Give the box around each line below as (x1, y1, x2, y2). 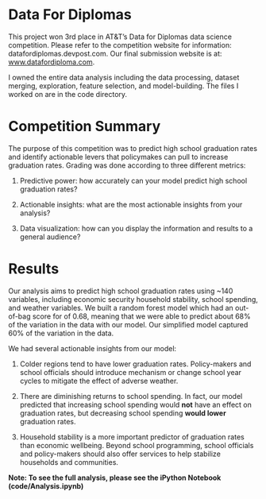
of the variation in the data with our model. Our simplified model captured (8, 319, 249, 329)
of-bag (8, 311, 31, 321)
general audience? (19, 232, 81, 242)
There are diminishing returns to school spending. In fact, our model (19, 391, 243, 400)
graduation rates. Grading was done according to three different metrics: (8, 161, 246, 170)
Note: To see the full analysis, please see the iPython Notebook (8, 473, 222, 482)
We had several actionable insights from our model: (8, 343, 177, 353)
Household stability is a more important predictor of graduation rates (19, 431, 245, 442)
